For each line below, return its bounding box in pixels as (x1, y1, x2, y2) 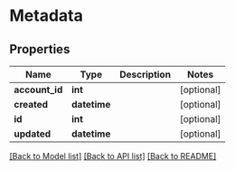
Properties (9, 42, 70, 57)
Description (118, 69, 172, 80)
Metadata (9, 5, 83, 26)
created (14, 99, 48, 110)
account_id (14, 83, 63, 96)
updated (14, 127, 52, 140)
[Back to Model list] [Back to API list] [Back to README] (9, 151, 217, 161)
